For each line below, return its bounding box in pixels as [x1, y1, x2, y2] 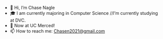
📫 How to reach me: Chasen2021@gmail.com [9, 28, 105, 34]
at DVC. [9, 17, 26, 23]
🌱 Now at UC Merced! [9, 23, 55, 28]
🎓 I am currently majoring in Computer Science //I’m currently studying [9, 10, 158, 16]
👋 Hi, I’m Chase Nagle [9, 5, 55, 10]
